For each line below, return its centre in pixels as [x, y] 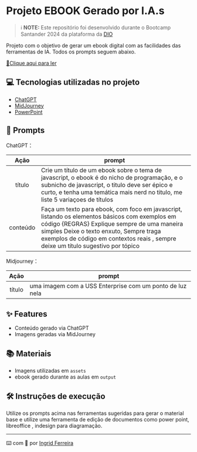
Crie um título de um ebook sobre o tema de [101, 170]
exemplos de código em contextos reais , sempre [109, 238]
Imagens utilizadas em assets [50, 371]
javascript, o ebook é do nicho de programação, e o [112, 178]
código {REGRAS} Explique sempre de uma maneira [112, 223]
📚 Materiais [29, 354]
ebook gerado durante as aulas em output [65, 377]
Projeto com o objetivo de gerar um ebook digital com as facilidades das [94, 45]
